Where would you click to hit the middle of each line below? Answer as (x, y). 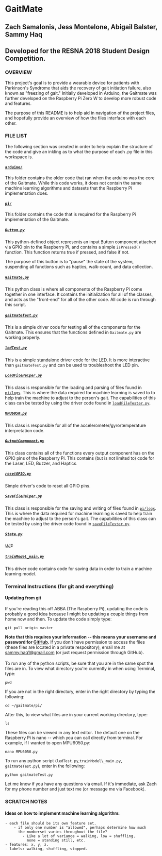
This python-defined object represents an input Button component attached (81, 242)
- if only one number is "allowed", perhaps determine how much (80, 828)
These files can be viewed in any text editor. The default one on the (72, 733)
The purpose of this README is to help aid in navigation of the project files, (80, 113)
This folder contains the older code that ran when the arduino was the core (80, 178)
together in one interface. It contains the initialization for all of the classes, (79, 294)
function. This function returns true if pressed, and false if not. (67, 252)
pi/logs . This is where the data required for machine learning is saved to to (80, 392)
